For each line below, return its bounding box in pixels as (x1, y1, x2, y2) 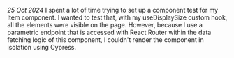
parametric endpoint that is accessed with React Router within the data (7, 28, 212, 36)
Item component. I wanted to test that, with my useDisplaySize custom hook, (7, 13, 228, 22)
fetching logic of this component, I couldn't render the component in (7, 36, 204, 44)
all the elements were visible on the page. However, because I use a (7, 21, 203, 29)
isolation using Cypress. (7, 43, 77, 51)
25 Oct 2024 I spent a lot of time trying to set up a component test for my (7, 6, 219, 14)
